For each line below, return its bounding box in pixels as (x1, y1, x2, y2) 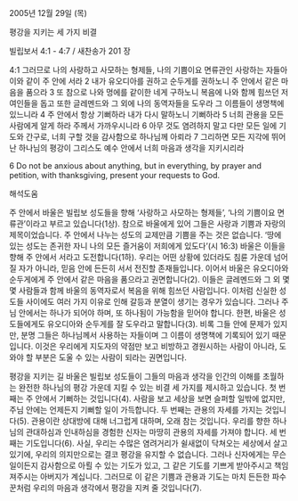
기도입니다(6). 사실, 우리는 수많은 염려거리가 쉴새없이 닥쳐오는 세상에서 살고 (25, 438, 288, 448)
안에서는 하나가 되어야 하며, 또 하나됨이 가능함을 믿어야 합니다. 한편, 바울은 (18, 308, 278, 318)
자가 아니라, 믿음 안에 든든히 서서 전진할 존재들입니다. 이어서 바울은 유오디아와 (18, 263, 289, 274)
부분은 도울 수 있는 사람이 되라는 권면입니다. (35, 352, 187, 363)
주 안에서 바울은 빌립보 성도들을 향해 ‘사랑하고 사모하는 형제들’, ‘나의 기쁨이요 (9, 208, 276, 218)
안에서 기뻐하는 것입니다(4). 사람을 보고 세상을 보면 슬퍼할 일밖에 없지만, (35, 393, 286, 404)
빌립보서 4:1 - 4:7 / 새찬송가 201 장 (9, 45, 131, 56)
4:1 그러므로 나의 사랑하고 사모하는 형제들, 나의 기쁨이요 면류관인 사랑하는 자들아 (9, 65, 288, 75)
